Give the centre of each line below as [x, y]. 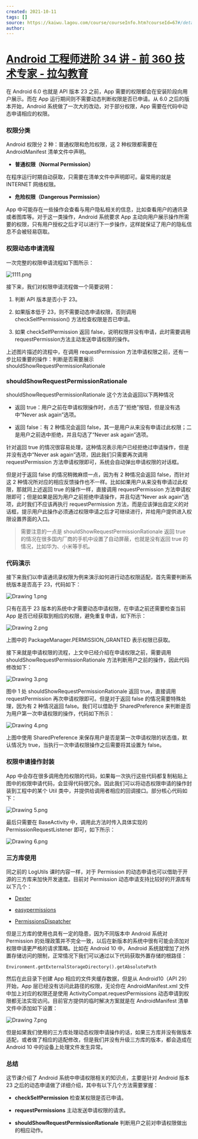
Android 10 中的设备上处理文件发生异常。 [56, 1047]
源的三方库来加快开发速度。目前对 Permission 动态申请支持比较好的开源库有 [98, 879]
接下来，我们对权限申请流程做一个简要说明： [60, 286]
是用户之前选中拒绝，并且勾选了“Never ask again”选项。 [83, 435]
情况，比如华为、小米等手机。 [57, 546]
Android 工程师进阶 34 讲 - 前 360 [89, 59]
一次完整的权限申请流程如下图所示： [50, 262]
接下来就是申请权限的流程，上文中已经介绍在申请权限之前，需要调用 [89, 653]
